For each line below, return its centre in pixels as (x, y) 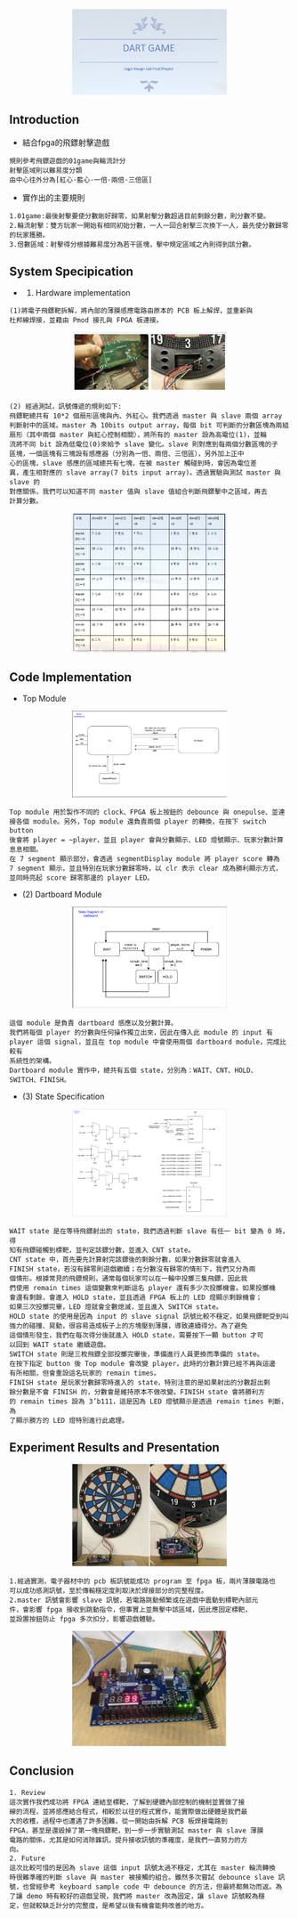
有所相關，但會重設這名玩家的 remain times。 (85, 1373)
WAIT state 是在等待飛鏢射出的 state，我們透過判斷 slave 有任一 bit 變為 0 (141, 1231)
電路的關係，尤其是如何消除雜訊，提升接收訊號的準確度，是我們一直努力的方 (129, 1840)
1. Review (28, 1792)
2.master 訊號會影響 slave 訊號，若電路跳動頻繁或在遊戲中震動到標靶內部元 (134, 1601)
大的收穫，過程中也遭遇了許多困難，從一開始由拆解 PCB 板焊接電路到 (119, 1821)
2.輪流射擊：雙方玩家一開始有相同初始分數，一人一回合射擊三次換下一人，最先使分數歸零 (149, 225)
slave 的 (24, 482)
